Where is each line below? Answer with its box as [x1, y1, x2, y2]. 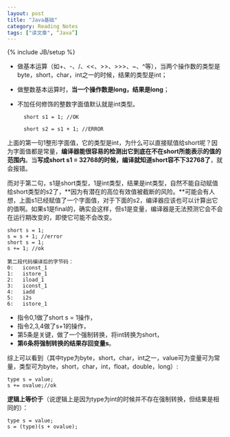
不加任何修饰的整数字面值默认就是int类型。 [16, 100, 139, 109]
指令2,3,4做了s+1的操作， [16, 322, 90, 330]
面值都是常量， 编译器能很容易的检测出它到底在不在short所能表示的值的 [19, 147, 222, 155]
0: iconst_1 [7, 265, 48, 271]
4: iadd [7, 289, 36, 295]
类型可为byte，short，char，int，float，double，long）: [19, 362, 179, 371]
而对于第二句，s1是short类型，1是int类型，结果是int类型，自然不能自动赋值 [7, 179, 218, 188]
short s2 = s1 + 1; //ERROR [23, 126, 104, 133]
